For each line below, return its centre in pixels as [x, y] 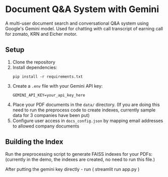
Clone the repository [34, 62]
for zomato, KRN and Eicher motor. [41, 34]
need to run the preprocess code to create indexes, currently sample [84, 110]
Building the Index [34, 142]
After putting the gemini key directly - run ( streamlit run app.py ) [72, 169]
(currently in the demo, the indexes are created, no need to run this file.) [80, 159]
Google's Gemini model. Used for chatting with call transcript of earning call [84, 28]
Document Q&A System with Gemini [82, 9]
